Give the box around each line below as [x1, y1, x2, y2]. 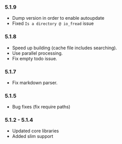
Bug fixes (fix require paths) [12, 104, 70, 110]
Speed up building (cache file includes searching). [12, 45, 117, 51]
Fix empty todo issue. [12, 55, 58, 61]
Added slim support [12, 133, 54, 139]
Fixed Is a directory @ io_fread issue [12, 20, 94, 26]
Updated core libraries [12, 128, 59, 134]
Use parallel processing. [12, 50, 63, 56]
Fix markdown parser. [12, 80, 58, 86]
